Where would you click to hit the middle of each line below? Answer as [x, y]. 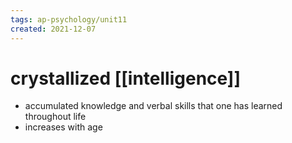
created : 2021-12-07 [53, 29]
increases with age [63, 127]
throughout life [55, 117]
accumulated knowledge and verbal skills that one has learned [153, 106]
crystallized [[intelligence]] [125, 78]
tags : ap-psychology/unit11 [69, 19]
